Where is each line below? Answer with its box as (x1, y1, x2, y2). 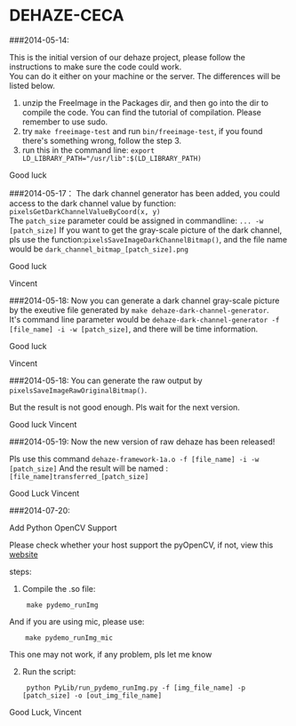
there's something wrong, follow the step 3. (21, 135, 182, 146)
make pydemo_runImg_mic (25, 633, 114, 642)
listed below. (9, 80, 56, 91)
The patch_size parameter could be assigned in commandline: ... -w (9, 215, 264, 226)
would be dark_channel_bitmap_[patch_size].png (9, 243, 189, 254)
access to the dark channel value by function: (9, 197, 177, 209)
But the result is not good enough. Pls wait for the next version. (9, 402, 240, 412)
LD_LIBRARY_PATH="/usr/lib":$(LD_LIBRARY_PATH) (21, 154, 202, 163)
